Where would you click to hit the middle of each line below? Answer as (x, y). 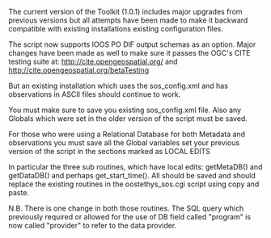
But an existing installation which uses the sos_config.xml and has (119, 86)
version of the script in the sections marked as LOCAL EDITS (110, 151)
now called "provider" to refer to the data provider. (93, 225)
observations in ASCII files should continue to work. (95, 94)
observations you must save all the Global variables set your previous (124, 143)
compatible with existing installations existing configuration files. (116, 29)
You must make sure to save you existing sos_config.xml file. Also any (125, 110)
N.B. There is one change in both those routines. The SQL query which (126, 208)
